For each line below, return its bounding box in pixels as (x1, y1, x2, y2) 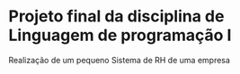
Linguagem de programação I (8, 25, 232, 45)
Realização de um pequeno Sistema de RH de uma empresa (8, 54, 231, 65)
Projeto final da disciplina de (8, 6, 225, 27)
